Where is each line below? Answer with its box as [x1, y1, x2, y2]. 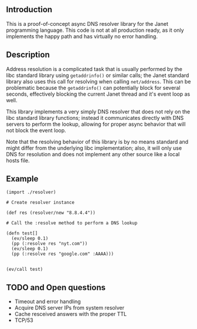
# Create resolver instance [6, 200, 75, 206]
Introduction [6, 5, 53, 15]
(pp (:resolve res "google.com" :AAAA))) [11, 251, 114, 257]
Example [6, 174, 39, 184]
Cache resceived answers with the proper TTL [14, 311, 127, 318]
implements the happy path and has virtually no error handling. [6, 32, 158, 40]
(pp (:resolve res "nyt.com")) [11, 241, 88, 247]
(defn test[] [6, 230, 38, 237]
